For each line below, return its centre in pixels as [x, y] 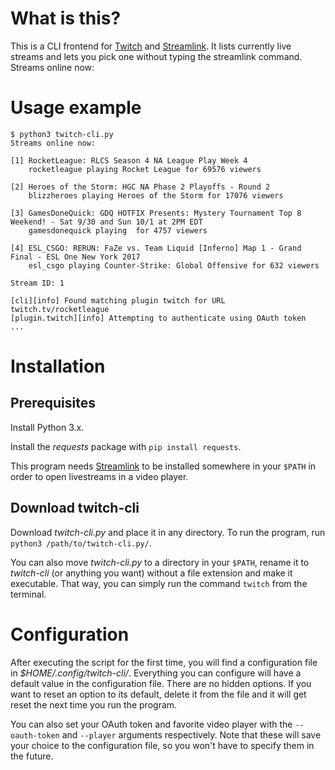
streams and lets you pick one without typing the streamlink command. [156, 56]
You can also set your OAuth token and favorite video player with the [151, 724]
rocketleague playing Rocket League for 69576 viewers [145, 169]
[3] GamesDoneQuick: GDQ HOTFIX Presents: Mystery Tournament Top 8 [156, 213]
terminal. [28, 594]
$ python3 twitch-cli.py [62, 134]
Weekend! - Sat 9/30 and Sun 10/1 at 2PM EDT [106, 222]
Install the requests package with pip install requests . [126, 446]
